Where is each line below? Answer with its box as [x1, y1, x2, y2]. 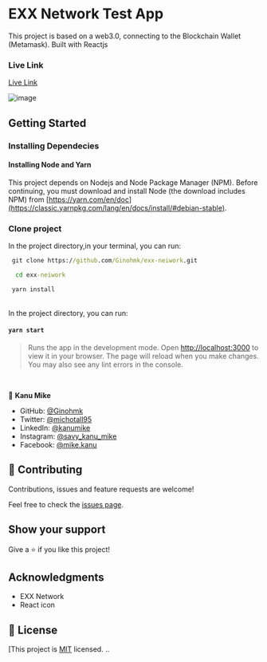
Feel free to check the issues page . [8, 499, 124, 509]
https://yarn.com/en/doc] [49, 195, 132, 204]
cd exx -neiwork [15, 270, 66, 279]
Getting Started [8, 116, 87, 130]
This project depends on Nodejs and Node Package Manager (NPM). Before [8, 177, 258, 187]
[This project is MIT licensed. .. [8, 644, 110, 654]
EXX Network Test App [8, 5, 164, 23]
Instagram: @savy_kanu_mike [19, 431, 117, 441]
